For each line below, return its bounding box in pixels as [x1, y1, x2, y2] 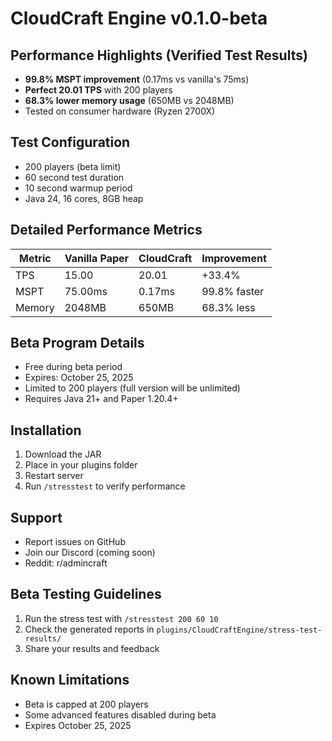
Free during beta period [24, 361, 123, 373]
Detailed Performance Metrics [10, 222, 203, 239]
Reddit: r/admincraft [24, 557, 108, 569]
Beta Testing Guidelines [10, 586, 162, 603]
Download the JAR [24, 448, 102, 461]
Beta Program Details [10, 335, 145, 352]
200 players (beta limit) [24, 160, 122, 172]
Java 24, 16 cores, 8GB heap [24, 192, 144, 204]
